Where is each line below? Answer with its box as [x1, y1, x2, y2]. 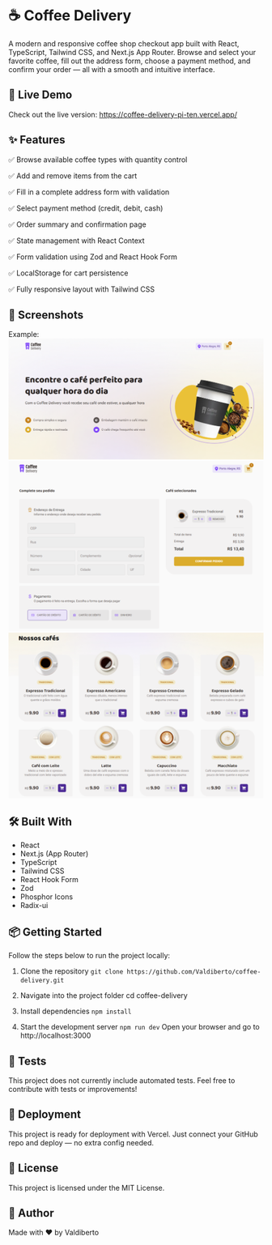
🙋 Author [8, 1206, 54, 1220]
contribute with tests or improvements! [8, 1085, 138, 1094]
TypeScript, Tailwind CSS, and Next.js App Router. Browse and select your [8, 47, 257, 57]
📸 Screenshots [8, 308, 84, 322]
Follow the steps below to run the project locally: [8, 951, 171, 961]
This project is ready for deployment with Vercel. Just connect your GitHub [8, 1129, 258, 1139]
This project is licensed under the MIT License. [8, 1183, 165, 1192]
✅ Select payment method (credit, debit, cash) [8, 203, 164, 213]
